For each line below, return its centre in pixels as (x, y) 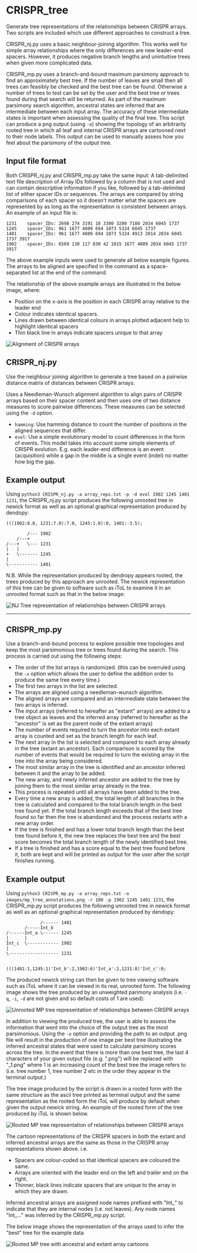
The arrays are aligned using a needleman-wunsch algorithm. (89, 692)
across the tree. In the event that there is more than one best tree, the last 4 (97, 1052)
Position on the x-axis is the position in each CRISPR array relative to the (102, 301)
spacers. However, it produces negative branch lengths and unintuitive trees (98, 56)
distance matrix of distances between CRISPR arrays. (71, 382)
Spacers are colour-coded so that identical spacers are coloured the (97, 1160)
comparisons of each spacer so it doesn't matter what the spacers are (91, 200)
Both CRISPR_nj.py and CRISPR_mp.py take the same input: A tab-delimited (97, 175)
